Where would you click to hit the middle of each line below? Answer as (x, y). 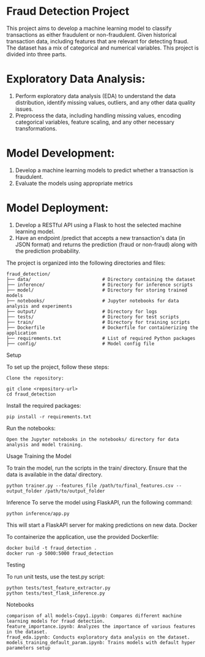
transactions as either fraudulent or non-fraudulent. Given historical (91, 34)
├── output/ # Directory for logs (82, 311)
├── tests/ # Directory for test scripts (93, 317)
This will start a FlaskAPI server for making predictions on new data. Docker (102, 525)
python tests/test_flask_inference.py (56, 593)
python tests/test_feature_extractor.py (59, 588)
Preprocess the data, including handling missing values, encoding (98, 115)
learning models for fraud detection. (56, 621)
